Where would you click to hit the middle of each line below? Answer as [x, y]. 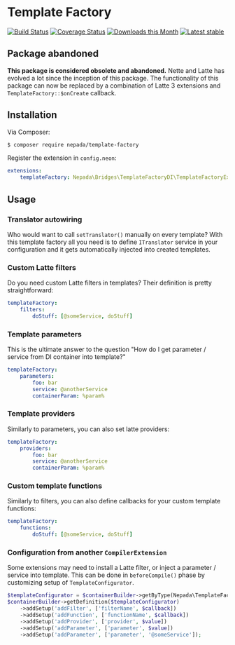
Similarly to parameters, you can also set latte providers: [88, 429]
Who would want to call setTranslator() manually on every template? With [115, 234]
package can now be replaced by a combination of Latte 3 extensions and [114, 86]
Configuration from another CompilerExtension [87, 552]
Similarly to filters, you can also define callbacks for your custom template [114, 501]
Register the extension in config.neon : [62, 158]
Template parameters [44, 334]
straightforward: [30, 290]
